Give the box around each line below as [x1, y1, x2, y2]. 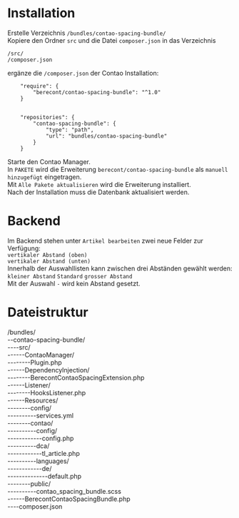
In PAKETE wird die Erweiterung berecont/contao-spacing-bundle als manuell [7, 165, 228, 173]
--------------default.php [7, 472, 82, 480]
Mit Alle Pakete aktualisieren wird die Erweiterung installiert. [7, 180, 191, 188]
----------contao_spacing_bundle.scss [7, 487, 121, 495]
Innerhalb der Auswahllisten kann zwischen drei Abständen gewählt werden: [7, 264, 233, 273]
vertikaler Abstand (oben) [7, 251, 88, 258]
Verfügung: [7, 244, 41, 253]
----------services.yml [7, 411, 73, 420]
